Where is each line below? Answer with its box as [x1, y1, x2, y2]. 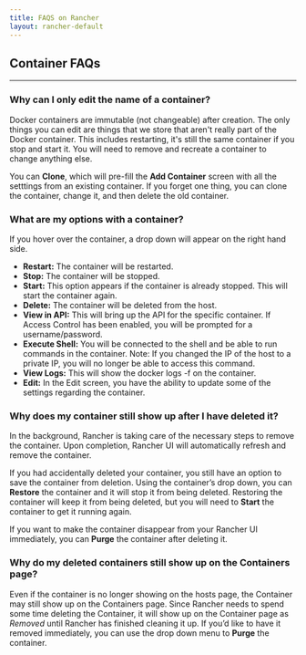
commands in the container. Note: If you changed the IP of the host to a [22, 348, 291, 359]
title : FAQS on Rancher [9, 13, 100, 23]
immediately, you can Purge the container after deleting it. [9, 534, 228, 545]
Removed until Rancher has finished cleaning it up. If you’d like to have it [9, 618, 281, 629]
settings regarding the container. [22, 387, 146, 398]
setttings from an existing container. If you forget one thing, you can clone [9, 180, 288, 192]
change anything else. [9, 152, 93, 164]
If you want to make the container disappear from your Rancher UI [9, 524, 258, 535]
